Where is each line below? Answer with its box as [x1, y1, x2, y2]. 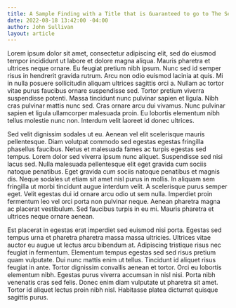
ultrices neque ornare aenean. [7, 212, 95, 221]
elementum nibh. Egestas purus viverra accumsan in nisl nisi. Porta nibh [7, 271, 216, 279]
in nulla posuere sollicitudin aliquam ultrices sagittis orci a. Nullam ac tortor [7, 79, 224, 88]
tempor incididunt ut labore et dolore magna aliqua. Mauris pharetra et [7, 57, 211, 65]
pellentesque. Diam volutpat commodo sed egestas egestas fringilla [7, 138, 204, 146]
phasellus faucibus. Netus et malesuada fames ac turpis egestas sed [7, 145, 206, 153]
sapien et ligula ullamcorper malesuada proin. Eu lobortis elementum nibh [7, 109, 220, 117]
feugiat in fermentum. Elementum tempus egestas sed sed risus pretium [7, 248, 216, 257]
